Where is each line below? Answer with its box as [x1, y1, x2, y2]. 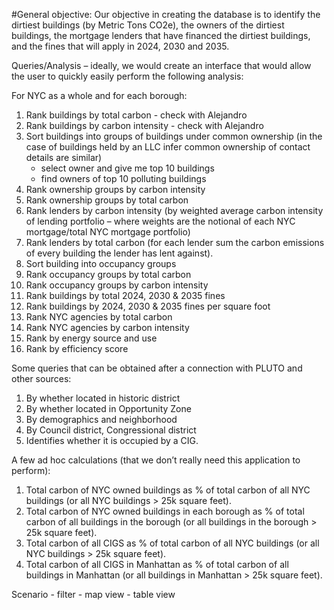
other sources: [11, 373, 72, 384]
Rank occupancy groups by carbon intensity [25, 279, 209, 291]
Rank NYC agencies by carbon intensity [25, 322, 190, 333]
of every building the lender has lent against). [25, 247, 214, 259]
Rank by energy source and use [25, 332, 158, 344]
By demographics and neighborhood [25, 414, 178, 425]
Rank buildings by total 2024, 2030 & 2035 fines [25, 290, 226, 301]
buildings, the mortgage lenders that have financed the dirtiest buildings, [11, 30, 311, 41]
